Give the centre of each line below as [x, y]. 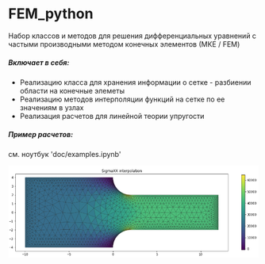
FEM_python [51, 14]
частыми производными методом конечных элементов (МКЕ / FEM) [124, 44]
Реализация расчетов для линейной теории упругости [112, 116]
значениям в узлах [52, 107]
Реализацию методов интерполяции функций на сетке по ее [122, 99]
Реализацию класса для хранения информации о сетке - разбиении [135, 82]
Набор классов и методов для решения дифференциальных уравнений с [132, 36]
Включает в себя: [39, 62]
